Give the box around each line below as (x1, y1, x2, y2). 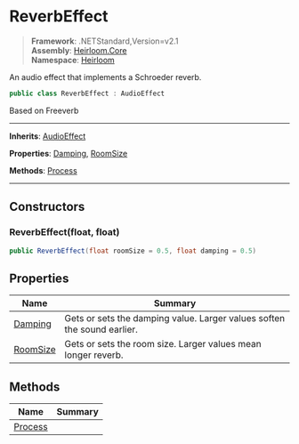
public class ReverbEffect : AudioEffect (9, 89, 166, 98)
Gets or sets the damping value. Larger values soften (64, 312, 286, 325)
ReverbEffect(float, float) (9, 226, 120, 238)
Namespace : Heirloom (30, 54, 116, 65)
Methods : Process (9, 165, 77, 175)
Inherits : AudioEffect (9, 131, 86, 141)
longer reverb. (64, 349, 124, 361)
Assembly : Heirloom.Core (30, 44, 127, 55)
